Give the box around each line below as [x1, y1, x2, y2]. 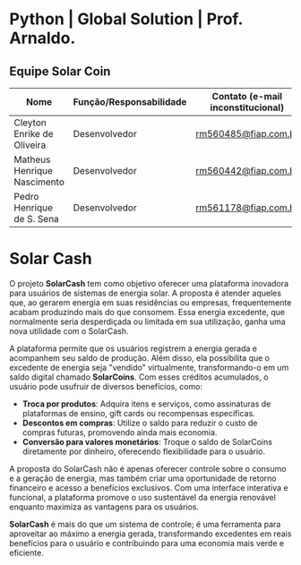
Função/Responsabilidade [73, 96, 187, 107]
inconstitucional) [210, 101, 285, 114]
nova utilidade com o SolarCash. [9, 325, 129, 336]
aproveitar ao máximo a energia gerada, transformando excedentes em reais [9, 528, 292, 539]
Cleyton [13, 116, 47, 129]
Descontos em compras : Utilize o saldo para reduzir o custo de [21, 417, 258, 428]
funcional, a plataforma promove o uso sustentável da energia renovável [9, 492, 276, 502]
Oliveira [13, 139, 47, 151]
